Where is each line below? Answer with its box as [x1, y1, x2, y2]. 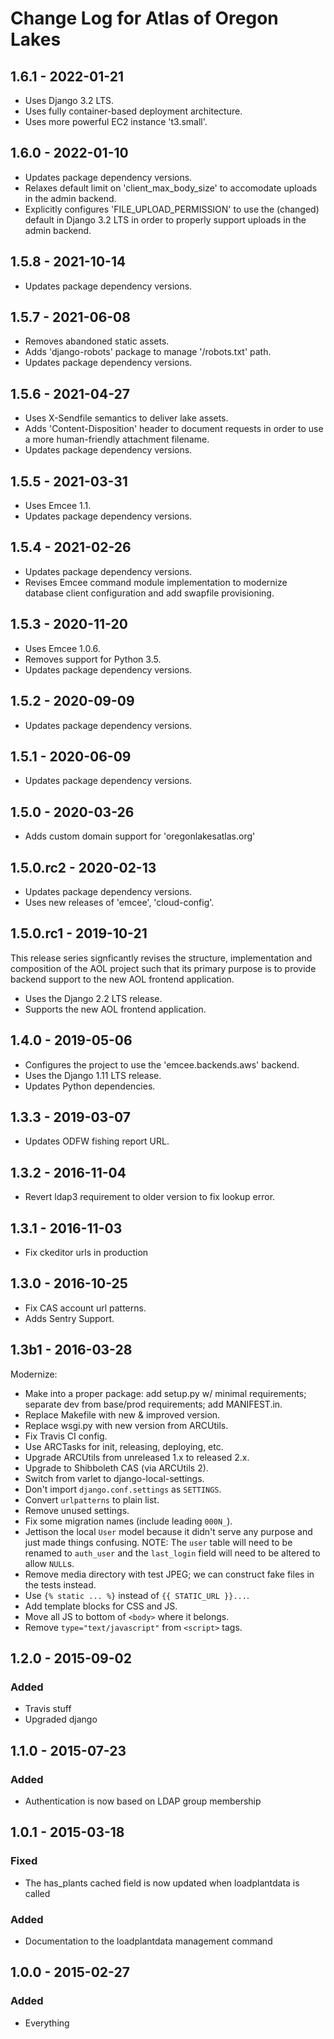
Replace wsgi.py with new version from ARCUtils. [24, 1419, 229, 1431]
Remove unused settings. [24, 1504, 130, 1516]
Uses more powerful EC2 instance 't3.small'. [24, 116, 208, 127]
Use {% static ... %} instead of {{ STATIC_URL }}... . [24, 1589, 250, 1601]
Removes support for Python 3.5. [24, 653, 162, 665]
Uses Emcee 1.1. [24, 500, 92, 512]
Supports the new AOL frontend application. [24, 1003, 207, 1015]
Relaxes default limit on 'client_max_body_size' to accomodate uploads [24, 182, 318, 194]
